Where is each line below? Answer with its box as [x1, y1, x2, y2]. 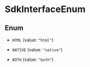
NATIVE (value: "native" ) [12, 47, 63, 52]
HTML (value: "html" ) [12, 37, 54, 43]
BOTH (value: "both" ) [12, 56, 54, 62]
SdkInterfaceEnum [5, 4, 86, 15]
